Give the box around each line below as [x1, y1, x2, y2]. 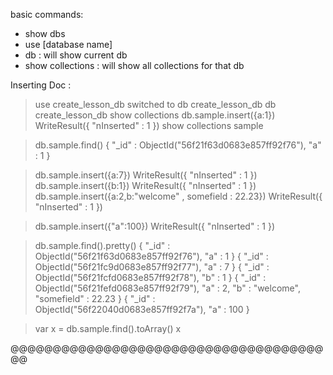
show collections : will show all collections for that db [24, 60, 245, 71]
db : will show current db [24, 49, 128, 61]
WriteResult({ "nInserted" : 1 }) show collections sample [34, 120, 264, 131]
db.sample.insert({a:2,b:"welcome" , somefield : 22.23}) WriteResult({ [34, 190, 323, 202]
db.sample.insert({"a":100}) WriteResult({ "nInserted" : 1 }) [34, 220, 276, 232]
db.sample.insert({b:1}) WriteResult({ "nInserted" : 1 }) [34, 180, 257, 191]
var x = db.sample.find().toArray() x [34, 323, 182, 334]
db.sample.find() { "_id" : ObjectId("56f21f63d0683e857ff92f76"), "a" [34, 139, 322, 151]
